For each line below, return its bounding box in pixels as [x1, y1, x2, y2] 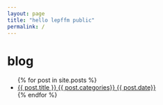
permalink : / [7, 23, 45, 30]
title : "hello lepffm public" [7, 17, 95, 24]
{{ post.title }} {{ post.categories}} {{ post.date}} [17, 83, 156, 92]
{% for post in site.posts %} [17, 76, 98, 84]
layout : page [7, 10, 45, 17]
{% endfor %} [17, 91, 58, 99]
